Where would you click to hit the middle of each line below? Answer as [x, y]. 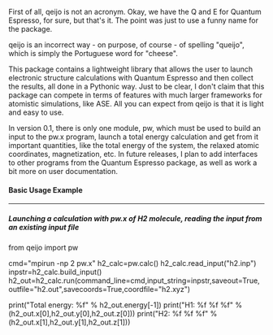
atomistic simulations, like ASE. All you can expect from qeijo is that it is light [136, 104]
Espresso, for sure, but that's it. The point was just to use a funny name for [133, 20]
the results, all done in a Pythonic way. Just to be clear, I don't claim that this [136, 86]
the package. [30, 29]
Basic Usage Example [45, 189]
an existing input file [44, 227]
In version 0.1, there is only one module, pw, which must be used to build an [135, 128]
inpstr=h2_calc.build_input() [55, 272]
